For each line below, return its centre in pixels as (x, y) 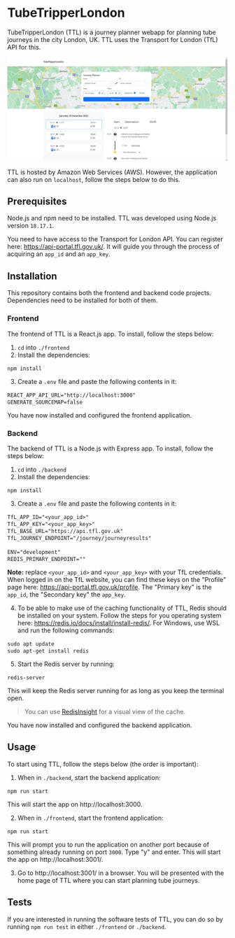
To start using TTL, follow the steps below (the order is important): (103, 764)
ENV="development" (34, 552)
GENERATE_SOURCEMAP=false (45, 402)
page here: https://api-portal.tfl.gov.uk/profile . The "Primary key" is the (109, 587)
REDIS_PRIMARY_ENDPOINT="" (47, 559)
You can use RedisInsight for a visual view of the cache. (105, 711)
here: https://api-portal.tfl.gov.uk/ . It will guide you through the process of (114, 247)
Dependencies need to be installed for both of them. (83, 300)
